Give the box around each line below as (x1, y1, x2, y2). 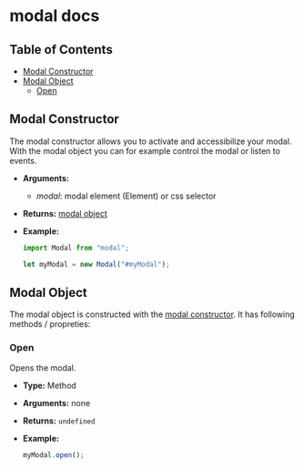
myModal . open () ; (22, 450, 85, 460)
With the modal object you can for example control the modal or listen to (9, 145, 280, 156)
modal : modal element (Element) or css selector (35, 190, 217, 201)
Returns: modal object (22, 208, 107, 219)
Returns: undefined (22, 415, 96, 426)
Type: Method (22, 380, 77, 391)
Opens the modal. (9, 362, 76, 373)
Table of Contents (9, 42, 114, 57)
